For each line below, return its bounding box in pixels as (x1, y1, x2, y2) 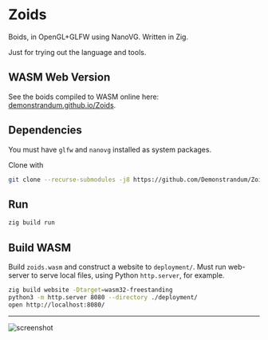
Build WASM (8, 241, 72, 255)
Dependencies (8, 124, 82, 137)
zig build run (8, 219, 56, 227)
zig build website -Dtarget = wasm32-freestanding (8, 286, 173, 294)
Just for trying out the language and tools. (8, 47, 147, 57)
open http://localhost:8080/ (8, 301, 105, 309)
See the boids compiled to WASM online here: (8, 92, 160, 101)
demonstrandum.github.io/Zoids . (8, 100, 116, 109)
